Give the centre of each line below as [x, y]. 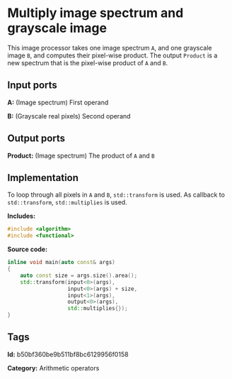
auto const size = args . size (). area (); [79, 275]
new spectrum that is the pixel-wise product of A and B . [88, 62]
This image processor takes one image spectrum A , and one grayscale [110, 48]
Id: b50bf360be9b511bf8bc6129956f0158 [68, 354]
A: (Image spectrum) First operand [58, 102]
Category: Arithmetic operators [53, 368]
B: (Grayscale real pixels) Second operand [69, 116]
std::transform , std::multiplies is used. [67, 202]
